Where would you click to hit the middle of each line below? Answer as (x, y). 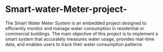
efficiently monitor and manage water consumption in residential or (75, 28)
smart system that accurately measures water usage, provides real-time (80, 39)
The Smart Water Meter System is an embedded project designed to (76, 23)
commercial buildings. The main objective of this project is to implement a (82, 33)
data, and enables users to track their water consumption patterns (74, 44)
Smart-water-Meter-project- (66, 9)
